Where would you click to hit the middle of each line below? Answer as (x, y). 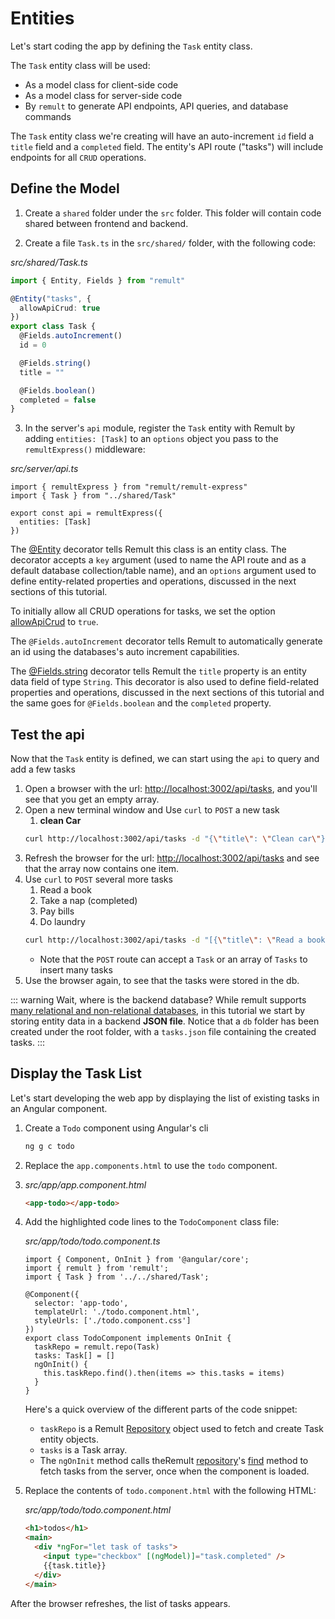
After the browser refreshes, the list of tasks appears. (120, 1603)
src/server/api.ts (44, 469)
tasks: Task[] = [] (74, 1356)
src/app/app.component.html (85, 1184)
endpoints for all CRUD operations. (78, 157)
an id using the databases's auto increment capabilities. (125, 652)
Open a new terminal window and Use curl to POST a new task (152, 810)
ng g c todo (49, 1146)
